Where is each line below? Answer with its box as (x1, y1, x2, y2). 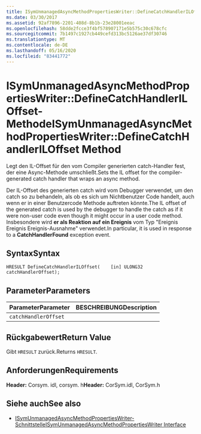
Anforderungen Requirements (6, 365, 118, 375)
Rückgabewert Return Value (6, 332, 112, 343)
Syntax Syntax (6, 248, 60, 258)
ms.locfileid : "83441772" (6, 53, 71, 59)
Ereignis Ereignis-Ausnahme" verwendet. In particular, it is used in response (6, 225, 192, 232)
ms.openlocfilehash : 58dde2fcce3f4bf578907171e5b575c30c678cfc (6, 25, 167, 32)
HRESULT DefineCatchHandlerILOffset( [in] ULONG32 (6, 264, 144, 270)
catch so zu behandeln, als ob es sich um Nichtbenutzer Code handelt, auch (6, 192, 194, 200)
